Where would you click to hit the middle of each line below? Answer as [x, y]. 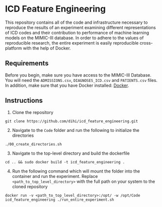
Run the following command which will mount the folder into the [76, 171]
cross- [146, 43]
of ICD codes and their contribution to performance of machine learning [77, 32]
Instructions [24, 101]
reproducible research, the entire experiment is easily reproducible [72, 43]
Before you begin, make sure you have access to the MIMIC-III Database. [78, 75]
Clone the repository [33, 112]
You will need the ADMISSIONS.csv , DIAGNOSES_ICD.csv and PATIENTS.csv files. [81, 80]
